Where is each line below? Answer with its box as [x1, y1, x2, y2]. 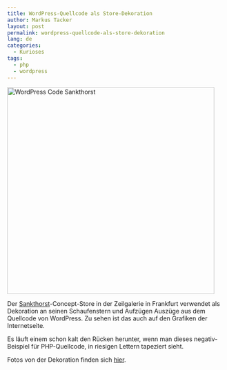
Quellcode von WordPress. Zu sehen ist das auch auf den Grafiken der [7, 314, 208, 322]
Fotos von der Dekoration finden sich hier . [7, 356, 126, 364]
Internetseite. [7, 321, 45, 329]
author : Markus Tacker [7, 17, 72, 23]
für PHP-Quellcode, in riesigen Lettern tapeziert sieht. [30, 342, 184, 350]
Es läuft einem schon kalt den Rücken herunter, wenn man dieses [7, 335, 193, 343]
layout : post [7, 23, 45, 30]
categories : [7, 42, 41, 49]
